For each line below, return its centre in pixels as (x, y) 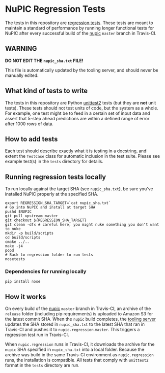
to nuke (13, 229)
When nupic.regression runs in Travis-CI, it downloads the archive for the (80, 344)
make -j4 (14, 246)
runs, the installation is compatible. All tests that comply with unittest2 (77, 360)
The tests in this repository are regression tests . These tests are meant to (79, 23)
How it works (26, 297)
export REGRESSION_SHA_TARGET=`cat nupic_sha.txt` (58, 203)
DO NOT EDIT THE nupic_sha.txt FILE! (44, 61)
